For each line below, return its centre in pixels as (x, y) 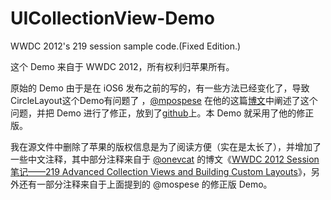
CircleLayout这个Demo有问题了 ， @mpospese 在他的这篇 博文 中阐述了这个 (164, 100)
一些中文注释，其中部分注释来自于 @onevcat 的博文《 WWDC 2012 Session (165, 159)
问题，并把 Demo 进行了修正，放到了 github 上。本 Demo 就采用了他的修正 (162, 113)
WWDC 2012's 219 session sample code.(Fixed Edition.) (126, 46)
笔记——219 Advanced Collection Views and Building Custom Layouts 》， (161, 171)
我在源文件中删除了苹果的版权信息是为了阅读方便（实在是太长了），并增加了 (166, 146)
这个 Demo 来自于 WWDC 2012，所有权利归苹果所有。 (122, 66)
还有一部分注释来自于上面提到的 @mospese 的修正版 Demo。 (145, 184)
